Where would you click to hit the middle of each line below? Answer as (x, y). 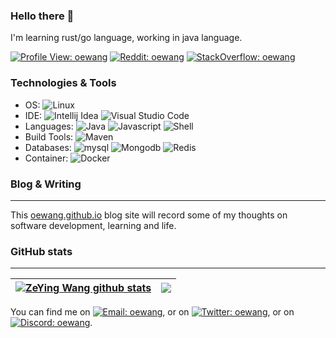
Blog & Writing (46, 184)
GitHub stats (41, 251)
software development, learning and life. (93, 225)
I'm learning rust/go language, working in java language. (126, 38)
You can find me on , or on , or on (152, 312)
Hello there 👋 (42, 16)
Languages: (49, 126)
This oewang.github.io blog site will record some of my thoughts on (149, 215)
